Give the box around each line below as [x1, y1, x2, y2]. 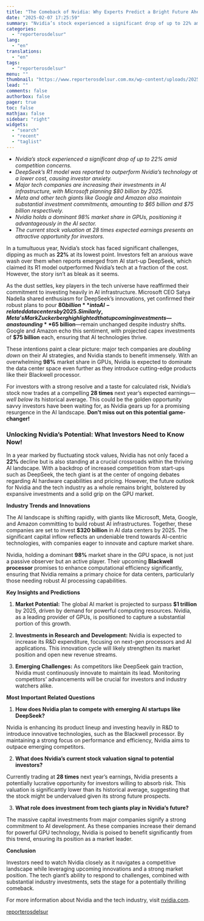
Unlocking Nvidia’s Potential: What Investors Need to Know [6, 430, 185, 439]
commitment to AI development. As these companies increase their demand [6, 823, 196, 830]
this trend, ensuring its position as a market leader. [6, 835, 133, 843]
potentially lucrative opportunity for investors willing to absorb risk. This [6, 780, 186, 787]
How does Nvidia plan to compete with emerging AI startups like [15, 706, 181, 713]
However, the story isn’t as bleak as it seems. [6, 270, 120, 277]
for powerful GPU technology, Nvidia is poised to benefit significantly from [6, 829, 193, 836]
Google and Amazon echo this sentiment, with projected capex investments [6, 327, 195, 334]
